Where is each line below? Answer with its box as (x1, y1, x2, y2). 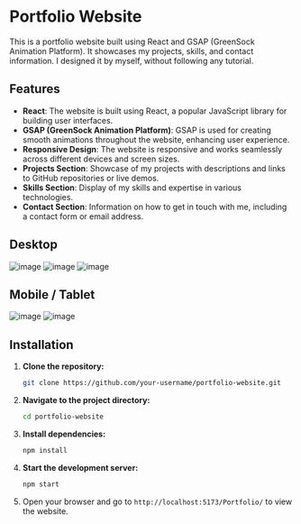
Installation (9, 336, 74, 353)
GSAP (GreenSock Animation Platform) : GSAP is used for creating (22, 124, 272, 135)
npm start (22, 480, 60, 489)
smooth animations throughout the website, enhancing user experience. (22, 133, 290, 145)
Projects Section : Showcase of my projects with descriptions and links (22, 162, 286, 173)
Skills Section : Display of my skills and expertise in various (22, 182, 242, 193)
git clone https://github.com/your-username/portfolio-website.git (22, 379, 281, 388)
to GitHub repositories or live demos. (22, 172, 160, 183)
